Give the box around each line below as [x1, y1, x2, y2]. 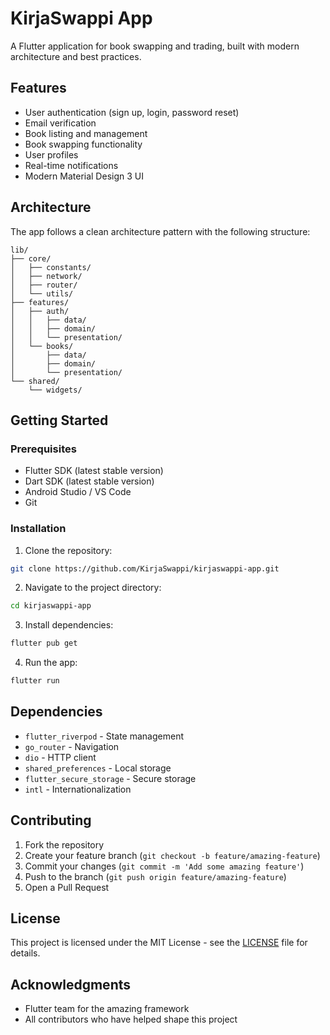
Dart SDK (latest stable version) [24, 475, 155, 487]
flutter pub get [10, 638, 78, 649]
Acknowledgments [10, 976, 132, 993]
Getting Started [10, 412, 109, 429]
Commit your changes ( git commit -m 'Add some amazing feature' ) [24, 860, 305, 872]
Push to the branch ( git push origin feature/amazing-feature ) [24, 870, 287, 882]
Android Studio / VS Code [24, 486, 132, 498]
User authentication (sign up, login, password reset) [24, 106, 240, 118]
